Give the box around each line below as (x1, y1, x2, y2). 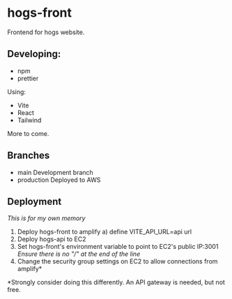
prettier (17, 74, 39, 82)
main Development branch (17, 168, 94, 176)
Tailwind (17, 116, 42, 124)
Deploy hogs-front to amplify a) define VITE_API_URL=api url (17, 228, 192, 236)
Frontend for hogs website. (7, 28, 85, 36)
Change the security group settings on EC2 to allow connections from (17, 257, 218, 266)
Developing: (7, 48, 61, 60)
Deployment (7, 195, 62, 207)
